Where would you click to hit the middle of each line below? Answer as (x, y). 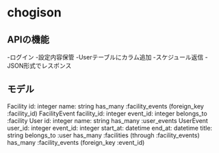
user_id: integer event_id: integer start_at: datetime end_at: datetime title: (110, 128)
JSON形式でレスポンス (39, 66)
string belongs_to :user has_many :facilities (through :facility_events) (103, 135)
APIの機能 (28, 39)
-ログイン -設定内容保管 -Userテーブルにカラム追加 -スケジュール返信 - (107, 57)
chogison (34, 13)
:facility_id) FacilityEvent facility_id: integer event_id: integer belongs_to (107, 113)
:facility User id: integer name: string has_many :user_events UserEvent (108, 120)
